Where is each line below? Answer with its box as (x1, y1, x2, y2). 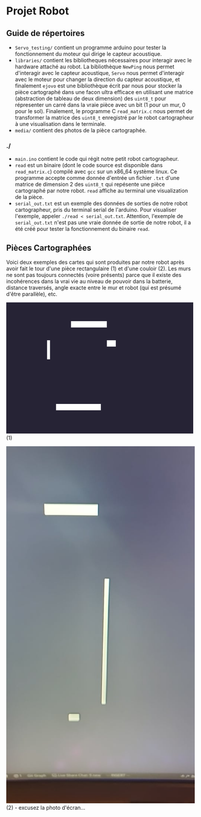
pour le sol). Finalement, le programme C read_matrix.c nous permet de (14, 108, 193, 114)
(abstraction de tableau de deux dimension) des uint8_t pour (14, 95, 166, 102)
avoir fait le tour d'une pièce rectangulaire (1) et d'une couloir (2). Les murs (6, 265, 191, 272)
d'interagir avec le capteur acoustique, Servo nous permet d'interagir (14, 70, 185, 76)
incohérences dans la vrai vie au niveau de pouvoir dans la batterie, (6, 278, 173, 285)
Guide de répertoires (6, 28, 85, 38)
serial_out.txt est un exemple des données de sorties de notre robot (14, 200, 188, 207)
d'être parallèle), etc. (6, 291, 58, 298)
